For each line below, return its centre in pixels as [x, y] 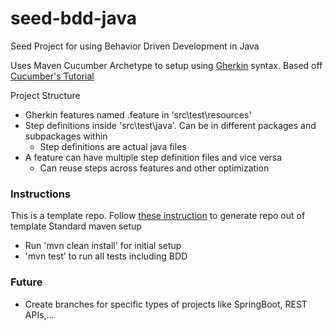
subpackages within [66, 136]
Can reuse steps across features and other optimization [154, 168]
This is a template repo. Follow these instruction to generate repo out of [158, 216]
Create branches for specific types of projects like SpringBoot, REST [166, 304]
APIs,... [39, 314]
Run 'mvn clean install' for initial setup [103, 246]
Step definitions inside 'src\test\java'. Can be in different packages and [170, 125]
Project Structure [45, 95]
